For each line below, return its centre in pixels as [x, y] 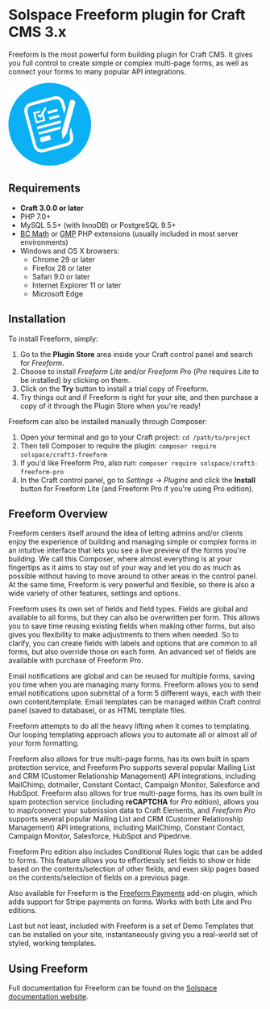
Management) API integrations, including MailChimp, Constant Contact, [127, 828]
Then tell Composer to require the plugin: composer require [118, 445]
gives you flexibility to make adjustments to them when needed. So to [124, 635]
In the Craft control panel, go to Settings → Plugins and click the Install [138, 480]
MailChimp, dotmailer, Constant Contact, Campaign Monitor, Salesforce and [134, 784]
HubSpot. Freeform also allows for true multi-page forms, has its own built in [135, 793]
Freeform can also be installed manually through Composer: [108, 421]
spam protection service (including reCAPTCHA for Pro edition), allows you [134, 802]
